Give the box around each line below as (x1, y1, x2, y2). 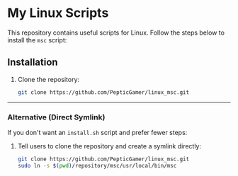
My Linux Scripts (7, 5, 109, 21)
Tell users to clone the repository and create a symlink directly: (17, 141, 202, 150)
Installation (7, 57, 58, 69)
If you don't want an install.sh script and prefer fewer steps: (7, 128, 188, 136)
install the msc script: (7, 35, 67, 44)
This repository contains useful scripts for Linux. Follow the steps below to (7, 28, 225, 37)
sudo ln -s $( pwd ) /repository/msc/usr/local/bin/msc (17, 162, 177, 169)
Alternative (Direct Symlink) (7, 112, 106, 122)
